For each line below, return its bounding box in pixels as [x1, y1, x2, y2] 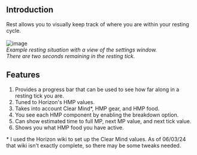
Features [6, 70, 40, 80]
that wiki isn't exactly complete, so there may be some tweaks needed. [6, 142, 181, 149]
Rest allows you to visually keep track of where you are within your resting [6, 20, 190, 28]
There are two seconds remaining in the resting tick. [6, 52, 135, 59]
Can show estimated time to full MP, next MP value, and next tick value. [14, 117, 192, 124]
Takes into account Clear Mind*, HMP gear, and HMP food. [14, 105, 160, 112]
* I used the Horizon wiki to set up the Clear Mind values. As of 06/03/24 [6, 135, 186, 142]
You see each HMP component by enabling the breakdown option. [14, 111, 179, 118]
